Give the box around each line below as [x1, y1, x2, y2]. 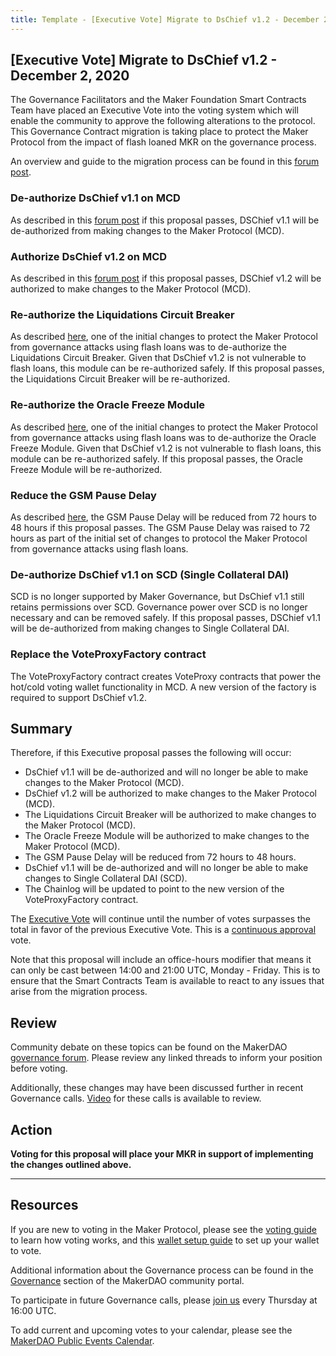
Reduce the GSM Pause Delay [10, 488, 157, 502]
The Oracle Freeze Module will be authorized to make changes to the [24, 830, 310, 842]
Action [10, 1121, 53, 1138]
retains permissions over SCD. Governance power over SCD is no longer [10, 601, 308, 613]
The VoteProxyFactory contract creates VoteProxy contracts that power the [10, 670, 322, 682]
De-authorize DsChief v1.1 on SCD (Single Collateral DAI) [10, 567, 290, 581]
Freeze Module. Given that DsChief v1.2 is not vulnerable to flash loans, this [10, 442, 322, 454]
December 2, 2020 [10, 67, 130, 85]
